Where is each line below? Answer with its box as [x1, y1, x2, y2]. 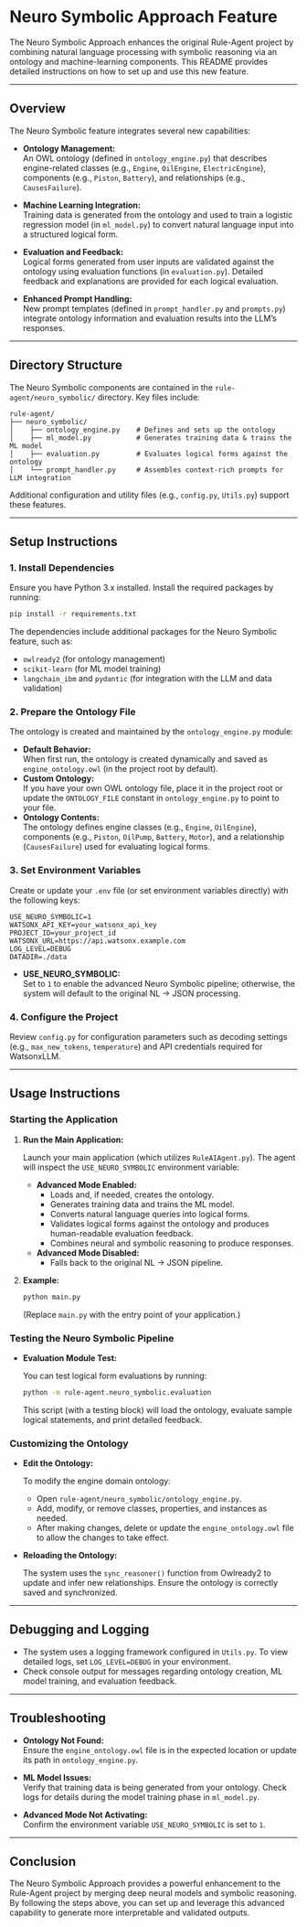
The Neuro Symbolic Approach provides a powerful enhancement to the [9, 1878, 281, 1890]
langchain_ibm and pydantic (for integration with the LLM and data [22, 673, 272, 684]
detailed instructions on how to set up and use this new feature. [9, 66, 249, 77]
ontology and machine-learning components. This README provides [9, 56, 268, 67]
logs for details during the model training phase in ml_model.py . [22, 1791, 260, 1803]
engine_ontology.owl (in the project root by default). [22, 764, 219, 775]
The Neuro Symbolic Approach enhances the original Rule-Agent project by [9, 37, 294, 48]
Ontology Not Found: [22, 1735, 104, 1746]
